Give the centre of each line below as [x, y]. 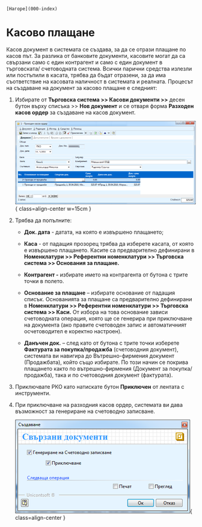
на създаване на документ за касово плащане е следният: [82, 88]
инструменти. [33, 393]
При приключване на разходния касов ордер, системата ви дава [99, 405]
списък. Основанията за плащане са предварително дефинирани [108, 299]
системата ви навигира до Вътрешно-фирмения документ [99, 356]
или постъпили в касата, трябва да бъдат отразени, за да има [86, 75]
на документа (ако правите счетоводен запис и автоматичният [105, 325]
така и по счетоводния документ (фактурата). [114, 375]
